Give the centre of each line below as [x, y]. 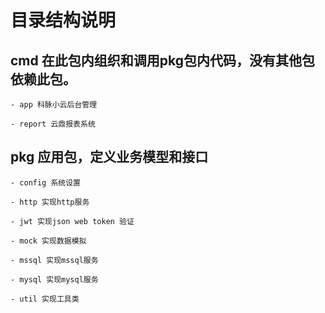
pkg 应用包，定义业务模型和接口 [109, 157]
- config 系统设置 [45, 182]
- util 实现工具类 [45, 299]
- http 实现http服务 [50, 202]
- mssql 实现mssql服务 [54, 260]
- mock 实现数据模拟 [48, 241]
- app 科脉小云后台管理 [54, 105]
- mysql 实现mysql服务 [54, 279]
